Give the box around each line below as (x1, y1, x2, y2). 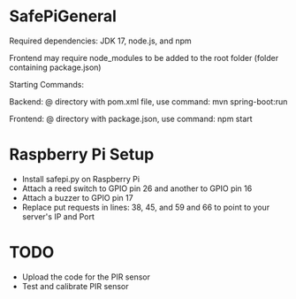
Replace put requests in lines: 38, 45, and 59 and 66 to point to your (21, 202, 270, 212)
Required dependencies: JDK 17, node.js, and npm (9, 35, 192, 46)
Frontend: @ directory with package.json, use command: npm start (9, 113, 254, 124)
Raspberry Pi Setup (9, 144, 155, 165)
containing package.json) (9, 62, 102, 73)
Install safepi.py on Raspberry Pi (21, 173, 140, 184)
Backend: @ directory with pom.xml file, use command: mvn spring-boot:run (9, 96, 288, 107)
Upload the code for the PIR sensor (21, 272, 150, 282)
